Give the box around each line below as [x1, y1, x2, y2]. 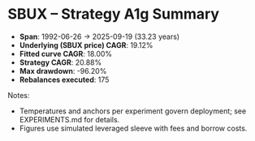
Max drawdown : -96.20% [19, 66, 107, 75]
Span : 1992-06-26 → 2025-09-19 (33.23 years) [19, 32, 180, 41]
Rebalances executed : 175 [19, 75, 110, 84]
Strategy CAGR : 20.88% [19, 58, 102, 67]
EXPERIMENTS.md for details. [19, 114, 120, 124]
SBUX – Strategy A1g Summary [7, 5, 220, 23]
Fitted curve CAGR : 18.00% [19, 49, 113, 58]
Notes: [7, 90, 30, 100]
